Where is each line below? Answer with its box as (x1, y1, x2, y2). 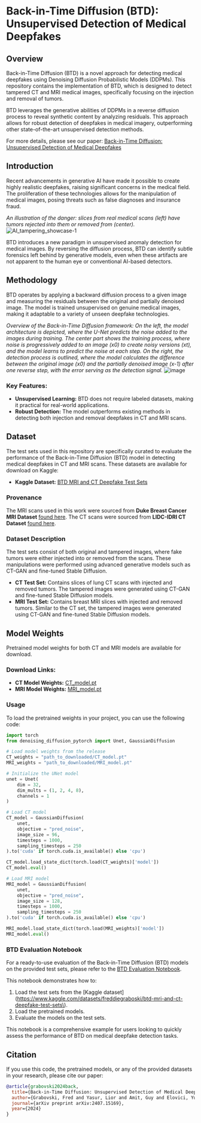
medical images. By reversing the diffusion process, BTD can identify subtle (6, 245, 193, 252)
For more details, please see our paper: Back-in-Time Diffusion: (6, 137, 163, 145)
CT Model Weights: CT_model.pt (14, 679, 97, 687)
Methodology (6, 275, 58, 286)
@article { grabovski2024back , (6, 1083, 79, 1089)
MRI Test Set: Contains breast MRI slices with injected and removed (14, 598, 183, 606)
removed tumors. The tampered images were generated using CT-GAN (14, 585, 190, 592)
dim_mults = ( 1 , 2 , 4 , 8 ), (17, 787, 84, 793)
